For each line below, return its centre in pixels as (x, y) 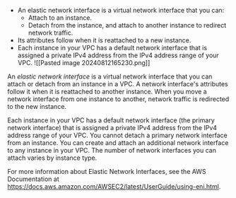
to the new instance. (37, 106)
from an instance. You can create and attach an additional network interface (118, 143)
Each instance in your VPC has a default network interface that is (112, 48)
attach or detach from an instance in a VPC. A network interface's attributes (118, 84)
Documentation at (33, 179)
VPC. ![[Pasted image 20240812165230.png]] (84, 63)
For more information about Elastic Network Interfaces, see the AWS (107, 171)
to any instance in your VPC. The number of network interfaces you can (112, 150)
